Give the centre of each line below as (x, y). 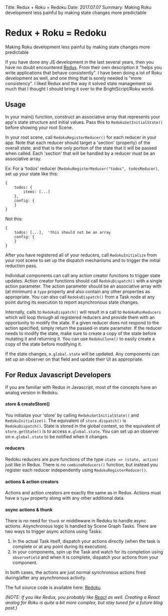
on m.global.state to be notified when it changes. (57, 436)
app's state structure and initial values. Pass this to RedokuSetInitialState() (84, 122)
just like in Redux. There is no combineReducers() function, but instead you (81, 464)
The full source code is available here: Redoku (53, 588)
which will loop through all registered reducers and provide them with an (80, 317)
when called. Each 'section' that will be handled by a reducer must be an (80, 153)
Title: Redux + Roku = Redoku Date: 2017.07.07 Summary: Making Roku (78, 7)
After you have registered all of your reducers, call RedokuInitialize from (81, 255)
